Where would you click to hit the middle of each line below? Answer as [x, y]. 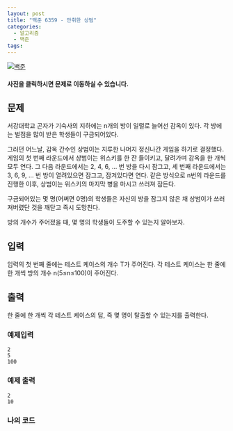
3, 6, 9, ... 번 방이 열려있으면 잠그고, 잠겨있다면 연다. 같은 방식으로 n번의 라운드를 [116, 175]
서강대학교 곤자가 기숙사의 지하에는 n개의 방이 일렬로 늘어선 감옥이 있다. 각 [108, 126]
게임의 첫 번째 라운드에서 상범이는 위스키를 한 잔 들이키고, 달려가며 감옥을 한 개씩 [116, 158]
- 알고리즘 [26, 33]
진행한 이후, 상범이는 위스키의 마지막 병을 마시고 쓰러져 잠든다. [91, 184]
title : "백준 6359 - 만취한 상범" [52, 20]
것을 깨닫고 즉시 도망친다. [65, 208]
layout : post [26, 14]
